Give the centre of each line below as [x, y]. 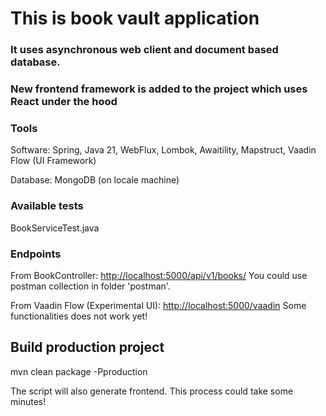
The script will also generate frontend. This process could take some [152, 391]
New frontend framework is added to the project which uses [159, 89]
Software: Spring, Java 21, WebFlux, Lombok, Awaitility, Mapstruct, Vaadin [163, 150]
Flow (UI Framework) [53, 161]
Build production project [87, 347]
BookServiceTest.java [55, 228]
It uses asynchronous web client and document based [144, 50]
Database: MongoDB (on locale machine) [95, 180]
